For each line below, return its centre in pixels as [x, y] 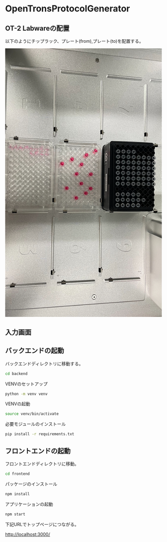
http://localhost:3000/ [28, 534]
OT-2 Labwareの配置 [37, 28]
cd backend [16, 373]
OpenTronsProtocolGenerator [68, 9]
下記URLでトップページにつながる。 [42, 524]
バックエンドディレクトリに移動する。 [44, 363]
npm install [17, 494]
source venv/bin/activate [32, 414]
